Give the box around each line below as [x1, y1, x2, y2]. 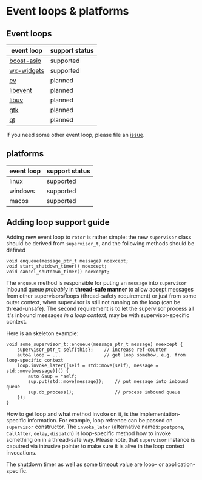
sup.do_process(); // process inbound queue [28, 389, 181, 395]
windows [9, 187, 35, 195]
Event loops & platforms [6, 4, 129, 18]
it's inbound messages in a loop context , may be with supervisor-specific [6, 311, 190, 319]
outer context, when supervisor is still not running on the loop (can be [6, 298, 181, 305]
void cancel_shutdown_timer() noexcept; [6, 268, 110, 275]
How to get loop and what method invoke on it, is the [6, 410, 138, 418]
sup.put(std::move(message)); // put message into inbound [28, 378, 189, 384]
